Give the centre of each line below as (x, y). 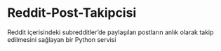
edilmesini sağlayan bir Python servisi (62, 39)
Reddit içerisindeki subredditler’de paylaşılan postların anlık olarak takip (110, 32)
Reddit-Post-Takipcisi (72, 13)
